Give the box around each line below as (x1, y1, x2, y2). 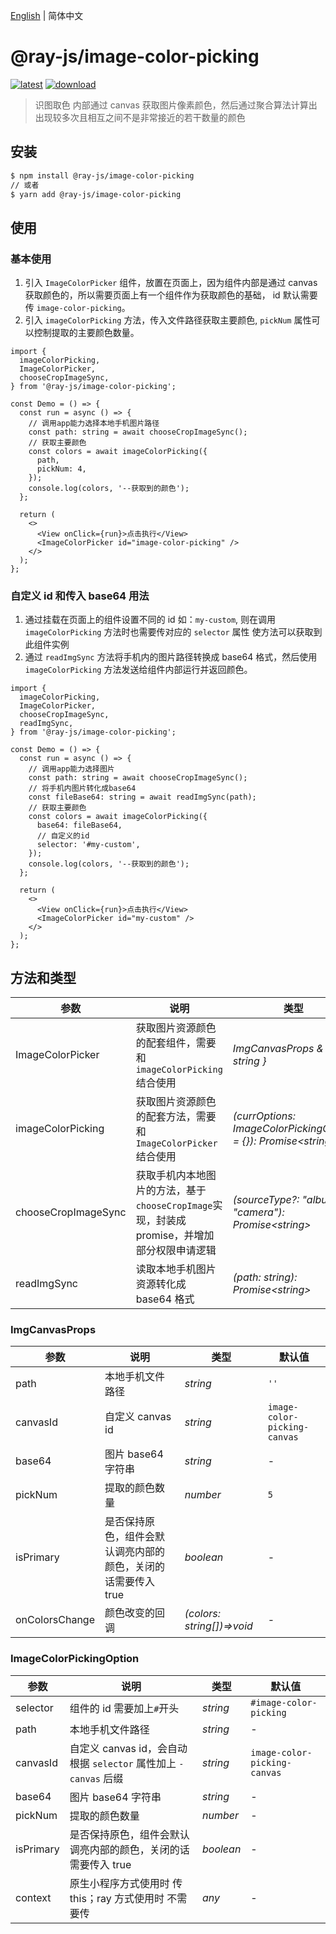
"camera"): (232, 1205, 285, 1219)
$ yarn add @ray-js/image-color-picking (10, 189, 182, 199)
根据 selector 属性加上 (69, 1756, 177, 1770)
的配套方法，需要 (135, 1110, 217, 1124)
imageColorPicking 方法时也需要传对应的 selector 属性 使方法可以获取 (24, 626, 314, 638)
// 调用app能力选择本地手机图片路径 (28, 419, 160, 429)
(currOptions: (232, 1109, 296, 1123)
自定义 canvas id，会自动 (69, 1741, 188, 1755)
